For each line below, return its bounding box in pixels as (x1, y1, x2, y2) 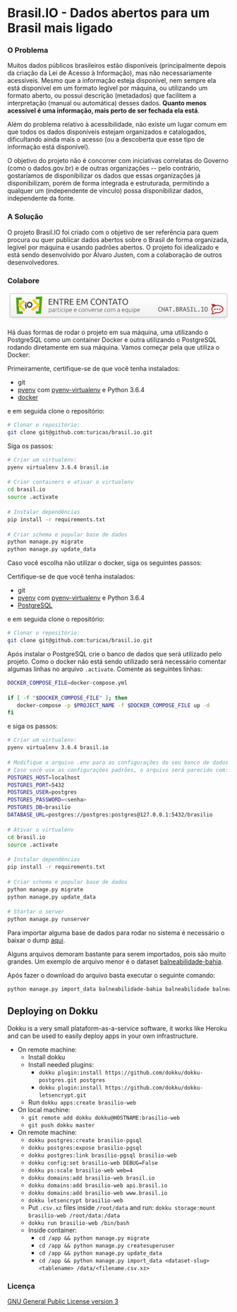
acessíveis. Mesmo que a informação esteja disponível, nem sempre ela (7, 76, 217, 85)
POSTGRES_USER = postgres (7, 789, 78, 796)
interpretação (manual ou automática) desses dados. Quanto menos (7, 99, 207, 108)
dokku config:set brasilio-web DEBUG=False (28, 1159, 159, 1166)
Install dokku (28, 1053, 66, 1061)
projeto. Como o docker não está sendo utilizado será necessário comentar (7, 657, 227, 666)
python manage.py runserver (7, 915, 90, 923)
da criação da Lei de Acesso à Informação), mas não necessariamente (7, 69, 212, 77)
